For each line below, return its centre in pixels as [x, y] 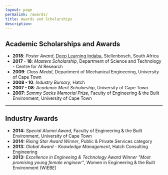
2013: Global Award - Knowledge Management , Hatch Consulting [80, 146]
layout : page [19, 10]
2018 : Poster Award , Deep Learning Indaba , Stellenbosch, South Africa [85, 56]
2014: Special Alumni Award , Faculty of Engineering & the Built [77, 131]
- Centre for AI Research [38, 67]
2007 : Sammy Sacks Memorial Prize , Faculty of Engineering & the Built [86, 93]
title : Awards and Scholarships [39, 19]
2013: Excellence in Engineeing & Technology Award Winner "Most [81, 157]
